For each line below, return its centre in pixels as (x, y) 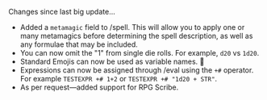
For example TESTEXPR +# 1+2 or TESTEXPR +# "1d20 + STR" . (119, 79)
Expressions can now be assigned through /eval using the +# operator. (137, 70)
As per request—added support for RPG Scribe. (99, 87)
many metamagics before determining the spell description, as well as (136, 36)
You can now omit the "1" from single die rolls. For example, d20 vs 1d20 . (140, 53)
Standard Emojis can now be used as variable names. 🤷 (112, 61)
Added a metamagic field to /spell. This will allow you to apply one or (132, 27)
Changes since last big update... (62, 12)
